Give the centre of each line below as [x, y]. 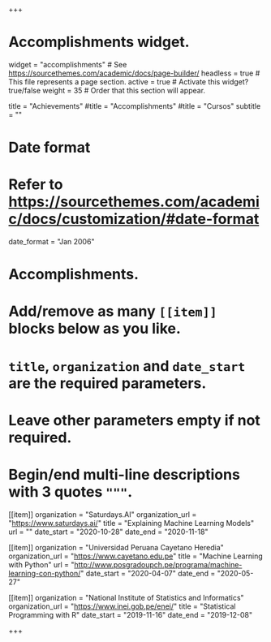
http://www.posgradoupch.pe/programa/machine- [158, 564]
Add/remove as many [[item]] [113, 311]
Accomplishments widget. [99, 42]
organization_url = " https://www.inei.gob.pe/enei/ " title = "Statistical [122, 606]
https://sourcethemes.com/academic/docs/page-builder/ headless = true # [134, 73]
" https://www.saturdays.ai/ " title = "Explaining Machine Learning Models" [131, 523]
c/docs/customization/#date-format [134, 219]
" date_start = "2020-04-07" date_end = [148, 573]
